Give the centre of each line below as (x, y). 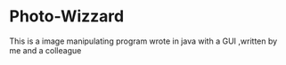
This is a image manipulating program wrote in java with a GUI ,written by (143, 41)
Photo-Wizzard (67, 16)
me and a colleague (45, 50)
